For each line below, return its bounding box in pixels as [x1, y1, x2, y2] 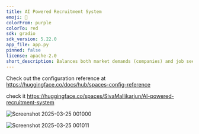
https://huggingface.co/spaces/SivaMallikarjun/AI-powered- [26, 92, 175, 100]
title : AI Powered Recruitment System [6, 8, 102, 15]
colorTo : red [6, 25, 38, 31]
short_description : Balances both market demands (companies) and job [6, 58, 184, 64]
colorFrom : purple [6, 20, 52, 25]
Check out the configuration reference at [6, 75, 106, 82]
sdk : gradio [6, 31, 36, 37]
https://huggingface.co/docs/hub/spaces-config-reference [6, 81, 151, 88]
